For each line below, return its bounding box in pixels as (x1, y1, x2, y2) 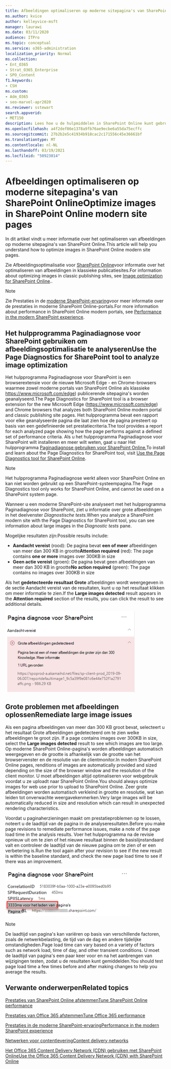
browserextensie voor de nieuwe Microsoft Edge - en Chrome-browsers (5, 380, 157, 385)
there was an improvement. (5, 858, 63, 864)
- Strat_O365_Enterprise (5, 67, 58, 72)
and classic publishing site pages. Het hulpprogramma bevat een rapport (5, 412, 158, 418)
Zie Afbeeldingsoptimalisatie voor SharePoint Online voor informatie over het (5, 262, 165, 268)
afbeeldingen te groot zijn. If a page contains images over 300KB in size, (5, 735, 158, 741)
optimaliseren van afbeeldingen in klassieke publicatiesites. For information (5, 267, 162, 273)
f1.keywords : (5, 78, 33, 83)
